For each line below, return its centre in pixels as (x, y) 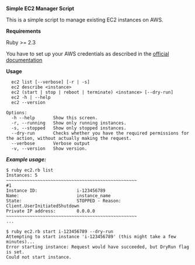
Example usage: (26, 159)
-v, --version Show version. (49, 149)
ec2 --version (28, 102)
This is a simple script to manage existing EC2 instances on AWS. (85, 20)
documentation (24, 60)
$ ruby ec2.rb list (30, 170)
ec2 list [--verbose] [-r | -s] (51, 82)
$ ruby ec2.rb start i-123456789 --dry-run (60, 232)
